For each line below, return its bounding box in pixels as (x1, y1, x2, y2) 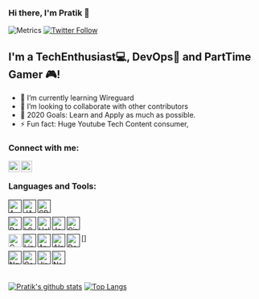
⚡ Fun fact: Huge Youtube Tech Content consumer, (19, 119, 189, 129)
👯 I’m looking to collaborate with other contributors (19, 102, 189, 111)
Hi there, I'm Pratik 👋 (8, 7, 90, 19)
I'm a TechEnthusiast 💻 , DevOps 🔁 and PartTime (8, 50, 252, 64)
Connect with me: (8, 143, 80, 154)
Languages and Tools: (8, 181, 97, 192)
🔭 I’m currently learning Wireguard (19, 93, 134, 103)
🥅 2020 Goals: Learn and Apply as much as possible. (19, 110, 196, 120)
